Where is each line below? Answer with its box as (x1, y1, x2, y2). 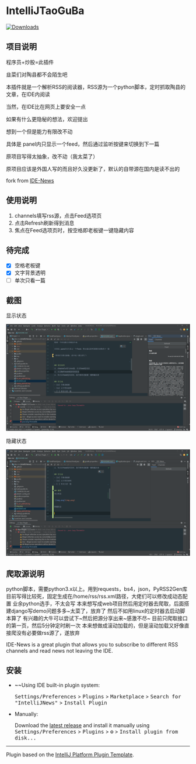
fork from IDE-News (6, 177, 54, 184)
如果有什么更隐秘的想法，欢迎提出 (6, 115, 88, 122)
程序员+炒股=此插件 (6, 58, 54, 66)
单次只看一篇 (14, 277, 45, 284)
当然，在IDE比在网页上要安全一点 (6, 103, 86, 110)
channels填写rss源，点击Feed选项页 (14, 212, 102, 219)
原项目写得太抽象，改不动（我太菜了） (6, 153, 98, 160)
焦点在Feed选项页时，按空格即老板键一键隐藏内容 (14, 226, 134, 233)
